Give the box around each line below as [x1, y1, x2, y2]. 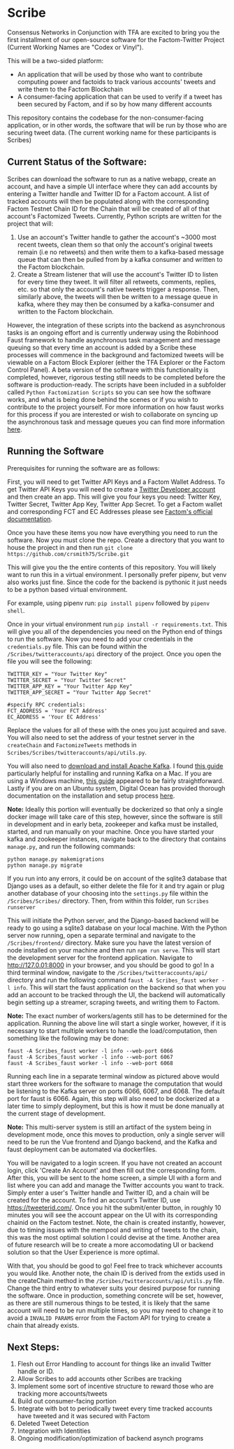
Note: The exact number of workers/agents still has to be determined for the [7, 1011, 228, 1020]
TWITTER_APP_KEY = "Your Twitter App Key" [7, 683, 133, 690]
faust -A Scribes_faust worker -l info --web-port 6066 [7, 1047, 173, 1055]
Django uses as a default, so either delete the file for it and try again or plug [7, 881, 225, 890]
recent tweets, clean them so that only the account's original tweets [17, 240, 213, 249]
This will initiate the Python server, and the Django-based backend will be [7, 916, 219, 924]
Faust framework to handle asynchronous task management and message [7, 335, 221, 344]
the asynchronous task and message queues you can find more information [7, 417, 225, 426]
